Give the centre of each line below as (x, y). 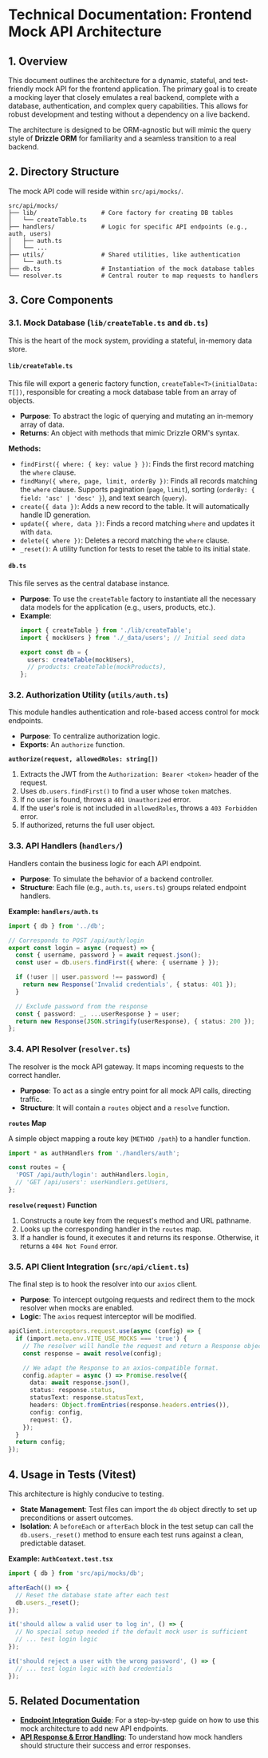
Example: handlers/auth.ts (53, 911)
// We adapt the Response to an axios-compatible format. (121, 1368)
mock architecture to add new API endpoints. (94, 1728)
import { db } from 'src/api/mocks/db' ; (77, 1573)
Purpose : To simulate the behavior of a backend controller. (116, 879)
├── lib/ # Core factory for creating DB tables (121, 213)
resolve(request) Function (53, 1205)
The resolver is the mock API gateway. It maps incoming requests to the (126, 1066)
